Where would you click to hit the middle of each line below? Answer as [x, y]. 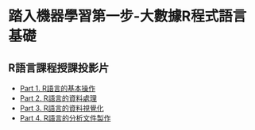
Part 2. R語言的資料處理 [58, 98]
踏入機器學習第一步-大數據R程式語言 [127, 16]
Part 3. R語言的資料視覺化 [62, 108]
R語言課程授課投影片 [59, 68]
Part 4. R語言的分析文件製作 [65, 118]
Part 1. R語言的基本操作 [58, 88]
